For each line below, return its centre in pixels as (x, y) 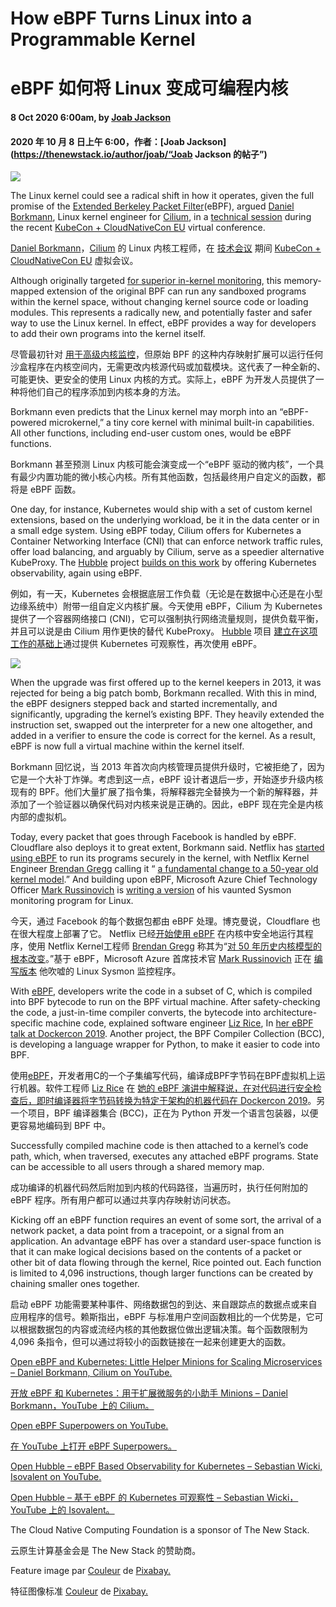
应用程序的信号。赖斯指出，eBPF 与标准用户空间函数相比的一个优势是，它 (162, 1317)
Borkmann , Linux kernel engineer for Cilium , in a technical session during (161, 217)
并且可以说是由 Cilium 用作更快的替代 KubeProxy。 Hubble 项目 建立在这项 (164, 631)
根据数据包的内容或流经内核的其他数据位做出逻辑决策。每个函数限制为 (163, 1329)
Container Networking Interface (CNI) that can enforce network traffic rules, (167, 541)
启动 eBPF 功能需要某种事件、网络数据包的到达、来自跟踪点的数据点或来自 (164, 1304)
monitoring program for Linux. (72, 901)
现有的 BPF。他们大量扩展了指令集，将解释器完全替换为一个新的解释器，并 (164, 792)
